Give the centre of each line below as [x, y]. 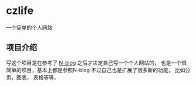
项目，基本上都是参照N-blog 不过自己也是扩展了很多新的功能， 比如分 [106, 70]
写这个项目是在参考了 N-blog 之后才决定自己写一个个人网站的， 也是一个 [94, 63]
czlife [20, 11]
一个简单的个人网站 [29, 27]
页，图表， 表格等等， [33, 77]
